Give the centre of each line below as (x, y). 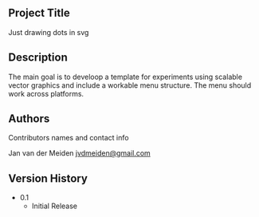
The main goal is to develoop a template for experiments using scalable (126, 77)
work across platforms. (46, 93)
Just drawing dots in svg (49, 32)
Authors (29, 119)
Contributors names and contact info (69, 138)
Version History (48, 178)
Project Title (39, 13)
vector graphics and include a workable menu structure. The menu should (130, 85)
